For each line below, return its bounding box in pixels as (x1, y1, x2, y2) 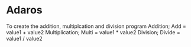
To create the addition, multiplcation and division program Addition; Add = (6, 23, 186, 30)
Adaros (6, 3, 43, 17)
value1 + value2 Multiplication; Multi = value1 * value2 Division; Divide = (6, 28, 180, 35)
